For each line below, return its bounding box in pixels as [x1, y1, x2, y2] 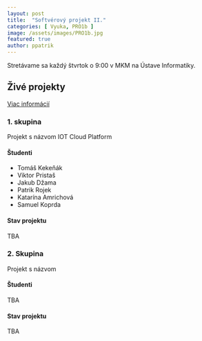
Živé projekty [7, 81, 65, 93]
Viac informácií [7, 100, 50, 108]
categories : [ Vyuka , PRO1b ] [7, 23, 94, 30]
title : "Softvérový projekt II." [7, 17, 107, 24]
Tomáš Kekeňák [17, 164, 63, 172]
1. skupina [7, 117, 42, 127]
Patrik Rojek [17, 186, 52, 194]
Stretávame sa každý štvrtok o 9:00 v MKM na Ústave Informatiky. [7, 62, 196, 69]
